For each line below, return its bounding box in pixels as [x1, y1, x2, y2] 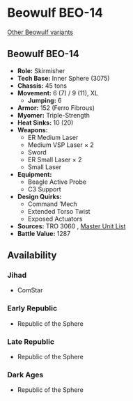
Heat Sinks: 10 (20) [17, 118, 74, 127]
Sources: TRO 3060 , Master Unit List [17, 221, 126, 230]
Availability [7, 249, 57, 262]
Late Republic [7, 336, 54, 346]
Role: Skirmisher [17, 66, 65, 74]
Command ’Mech [27, 200, 78, 208]
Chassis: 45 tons [17, 81, 68, 90]
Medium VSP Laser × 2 [27, 141, 94, 149]
